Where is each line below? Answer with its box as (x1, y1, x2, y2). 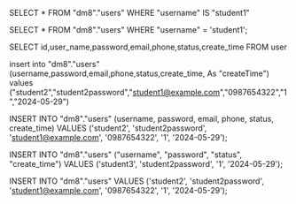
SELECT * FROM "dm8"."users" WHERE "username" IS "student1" (9, 8, 250, 18)
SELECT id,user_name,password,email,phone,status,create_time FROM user (9, 42, 288, 52)
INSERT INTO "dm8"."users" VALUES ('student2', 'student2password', (9, 176, 264, 186)
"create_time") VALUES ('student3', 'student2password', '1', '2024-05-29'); (9, 159, 284, 169)
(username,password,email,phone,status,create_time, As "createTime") (9, 68, 270, 79)
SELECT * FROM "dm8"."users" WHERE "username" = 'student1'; (9, 25, 248, 34)
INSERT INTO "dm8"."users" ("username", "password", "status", (9, 149, 242, 160)
